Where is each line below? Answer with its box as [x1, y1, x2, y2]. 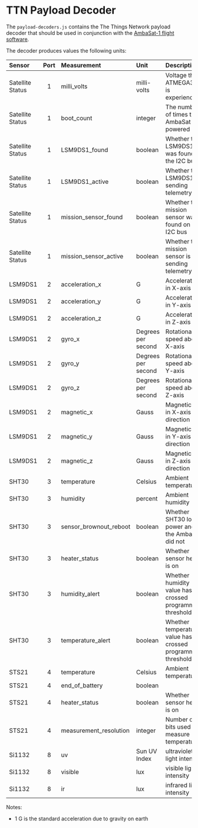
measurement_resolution [61, 726, 130, 735]
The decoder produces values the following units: [6, 47, 127, 54]
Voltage [165, 71, 187, 79]
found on [165, 220, 190, 228]
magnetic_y [61, 432, 93, 440]
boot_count [61, 113, 93, 122]
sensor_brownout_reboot [61, 522, 131, 531]
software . [6, 35, 29, 43]
